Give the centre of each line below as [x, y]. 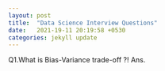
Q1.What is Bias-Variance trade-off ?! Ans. [77, 60]
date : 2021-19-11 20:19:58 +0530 [67, 30]
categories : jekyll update [53, 37]
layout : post [30, 15]
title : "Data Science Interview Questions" [83, 23]
